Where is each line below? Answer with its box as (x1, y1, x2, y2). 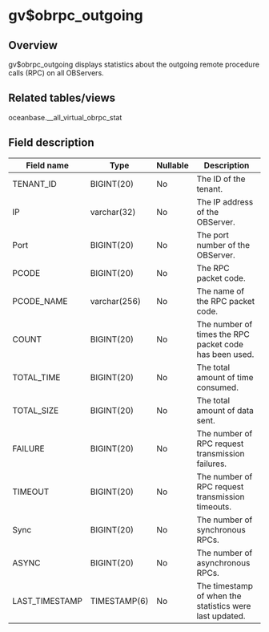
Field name (26, 160, 70, 171)
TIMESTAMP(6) (90, 595, 150, 606)
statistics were (196, 600, 251, 611)
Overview (8, 38, 58, 52)
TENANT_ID (12, 178, 58, 189)
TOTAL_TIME (12, 371, 61, 383)
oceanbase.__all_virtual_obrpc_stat (8, 112, 122, 122)
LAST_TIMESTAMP (12, 595, 82, 606)
